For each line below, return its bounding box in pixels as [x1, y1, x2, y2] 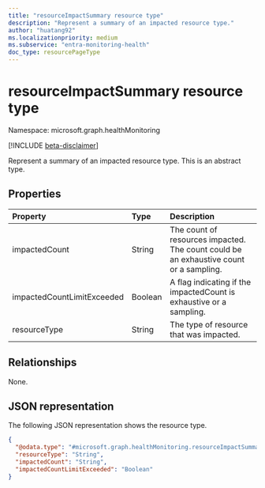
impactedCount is [169, 286, 236, 297]
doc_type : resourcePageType [8, 48, 101, 56]
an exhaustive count [169, 254, 244, 265]
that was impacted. [169, 329, 241, 340]
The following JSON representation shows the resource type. [8, 421, 207, 430]
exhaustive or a [169, 296, 227, 307]
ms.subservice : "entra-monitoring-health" [8, 41, 150, 49]
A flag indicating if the [169, 276, 252, 287]
